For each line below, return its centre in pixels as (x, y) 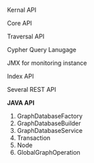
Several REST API (32, 89)
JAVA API (21, 103)
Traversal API (26, 36)
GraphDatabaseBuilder (49, 123)
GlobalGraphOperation (48, 152)
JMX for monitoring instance (47, 63)
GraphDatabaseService (50, 130)
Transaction (34, 138)
